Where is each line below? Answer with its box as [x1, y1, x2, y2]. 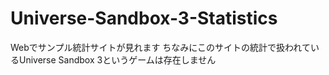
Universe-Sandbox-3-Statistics [10, 7, 278, 30]
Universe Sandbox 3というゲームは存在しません [18, 53, 217, 66]
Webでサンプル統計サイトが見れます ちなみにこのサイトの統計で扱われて [10, 41, 311, 53]
